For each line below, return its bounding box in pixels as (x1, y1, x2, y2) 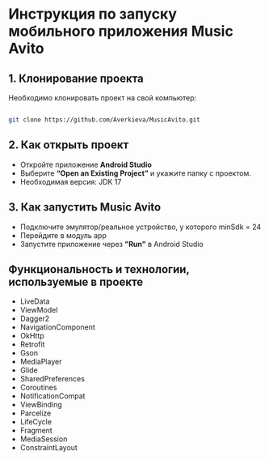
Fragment (19, 426, 53, 436)
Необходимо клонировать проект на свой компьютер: (8, 93, 197, 102)
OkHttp (19, 331, 44, 341)
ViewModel (19, 305, 58, 315)
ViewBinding (19, 400, 62, 410)
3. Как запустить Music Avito (8, 200, 162, 215)
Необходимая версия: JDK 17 (19, 177, 122, 186)
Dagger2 (19, 313, 50, 324)
